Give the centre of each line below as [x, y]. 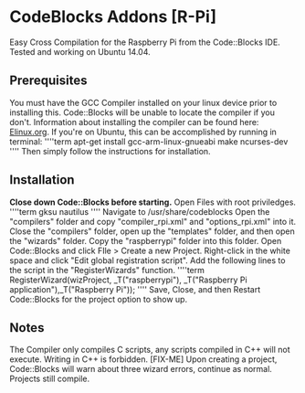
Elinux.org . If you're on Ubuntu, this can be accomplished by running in [143, 132]
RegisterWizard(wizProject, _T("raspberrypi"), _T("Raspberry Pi [129, 280]
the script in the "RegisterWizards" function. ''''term [107, 270]
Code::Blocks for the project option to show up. [99, 299]
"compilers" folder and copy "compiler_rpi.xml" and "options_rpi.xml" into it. [153, 221]
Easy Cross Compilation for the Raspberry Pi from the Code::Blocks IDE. [145, 42]
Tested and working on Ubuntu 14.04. [80, 51]
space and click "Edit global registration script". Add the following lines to [147, 260]
